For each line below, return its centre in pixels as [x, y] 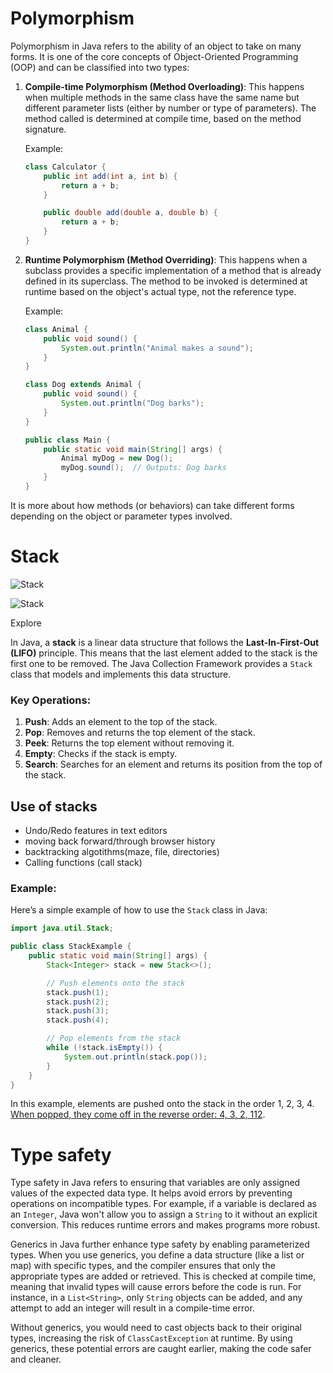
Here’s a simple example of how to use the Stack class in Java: [139, 910]
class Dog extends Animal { [83, 385]
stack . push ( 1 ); [78, 992]
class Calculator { [65, 167]
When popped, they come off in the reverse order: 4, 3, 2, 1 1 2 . [138, 1114]
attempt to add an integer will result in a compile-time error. [132, 1308]
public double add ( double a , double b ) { [130, 213]
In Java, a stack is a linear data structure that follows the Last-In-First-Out [165, 642]
